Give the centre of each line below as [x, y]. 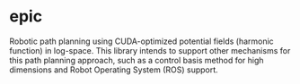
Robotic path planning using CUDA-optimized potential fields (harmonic [141, 41]
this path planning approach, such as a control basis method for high [137, 60]
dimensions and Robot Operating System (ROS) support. [114, 70]
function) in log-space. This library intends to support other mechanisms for [150, 50]
